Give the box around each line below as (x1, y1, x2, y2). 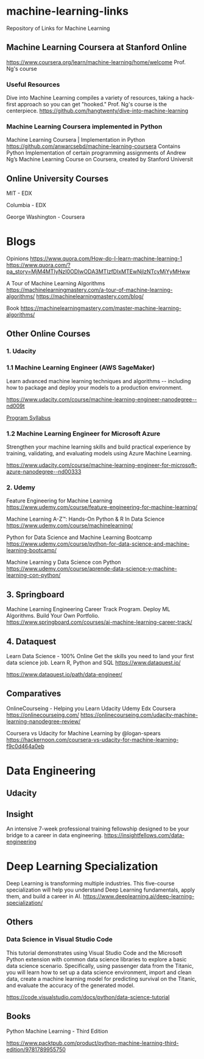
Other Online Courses (6, 329, 91, 339)
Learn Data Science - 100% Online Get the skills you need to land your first (6, 652, 194, 659)
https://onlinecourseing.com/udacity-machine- (80, 711, 199, 719)
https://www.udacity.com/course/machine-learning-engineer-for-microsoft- (6, 461, 197, 469)
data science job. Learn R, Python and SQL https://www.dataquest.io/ (6, 659, 181, 666)
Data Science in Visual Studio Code (6, 935, 113, 944)
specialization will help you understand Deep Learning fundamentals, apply (6, 886, 195, 893)
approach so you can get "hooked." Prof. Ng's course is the (17, 101, 167, 108)
